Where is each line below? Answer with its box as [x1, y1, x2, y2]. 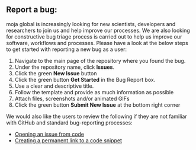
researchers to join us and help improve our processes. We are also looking [6, 27, 191, 34]
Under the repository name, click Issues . [14, 63, 114, 71]
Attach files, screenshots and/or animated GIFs [14, 95, 130, 102]
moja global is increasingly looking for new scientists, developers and [6, 20, 176, 27]
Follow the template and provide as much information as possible [14, 88, 174, 95]
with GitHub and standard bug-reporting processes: [6, 119, 133, 126]
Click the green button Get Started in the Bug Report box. [14, 76, 156, 83]
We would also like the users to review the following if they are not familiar [6, 113, 188, 120]
